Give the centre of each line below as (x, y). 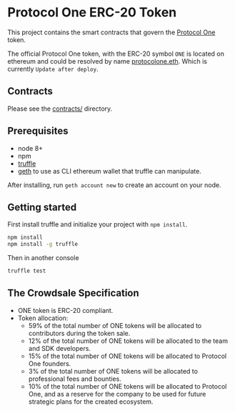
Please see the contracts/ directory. (60, 109)
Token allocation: (43, 318)
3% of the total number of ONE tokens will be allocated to (113, 371)
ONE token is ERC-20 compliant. (65, 310)
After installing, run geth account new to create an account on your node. (114, 185)
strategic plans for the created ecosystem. (91, 402)
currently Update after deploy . (53, 69)
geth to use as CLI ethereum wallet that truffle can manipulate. (109, 171)
